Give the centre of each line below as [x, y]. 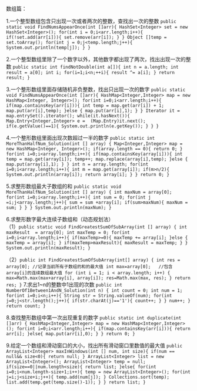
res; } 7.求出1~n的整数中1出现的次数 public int [64, 284]
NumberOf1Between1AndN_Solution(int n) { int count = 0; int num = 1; [94, 291]
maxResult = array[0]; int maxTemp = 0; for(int [68, 232]
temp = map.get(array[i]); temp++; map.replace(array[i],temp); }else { [97, 159]
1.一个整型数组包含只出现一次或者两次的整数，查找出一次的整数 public [91, 21]
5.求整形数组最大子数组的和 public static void [64, 186]
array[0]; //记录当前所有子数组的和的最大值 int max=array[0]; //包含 [89, 267]
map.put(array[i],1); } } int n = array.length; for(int [77, 164]
